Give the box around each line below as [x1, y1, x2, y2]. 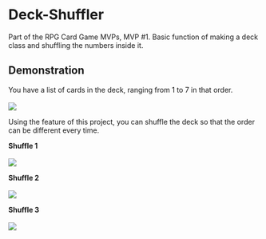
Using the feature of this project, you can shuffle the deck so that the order [8, 117, 256, 126]
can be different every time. [8, 125, 100, 135]
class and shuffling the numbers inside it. [8, 40, 144, 50]
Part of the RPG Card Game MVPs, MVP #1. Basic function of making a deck [8, 32, 259, 42]
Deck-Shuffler [8, 6, 105, 24]
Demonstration [8, 64, 85, 78]
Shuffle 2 [8, 173, 40, 182]
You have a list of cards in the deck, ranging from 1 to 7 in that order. [8, 85, 233, 94]
